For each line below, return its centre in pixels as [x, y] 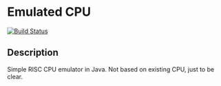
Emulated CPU [49, 12]
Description [33, 53]
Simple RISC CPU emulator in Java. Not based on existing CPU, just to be [111, 69]
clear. [15, 76]
